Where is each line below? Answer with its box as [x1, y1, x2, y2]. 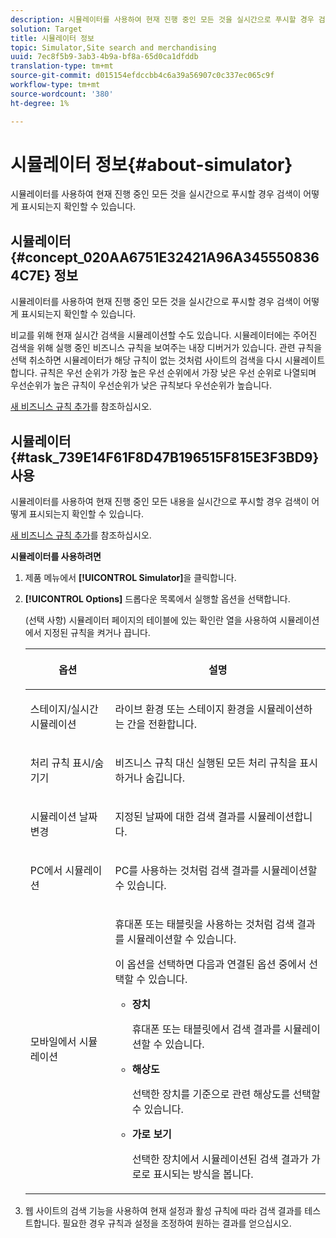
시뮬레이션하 [257, 702, 313, 716]
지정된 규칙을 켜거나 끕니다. [43, 627, 151, 639]
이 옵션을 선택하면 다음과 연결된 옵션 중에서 [114, 957, 307, 971]
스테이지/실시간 [29, 702, 99, 716]
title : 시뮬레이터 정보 [10, 33, 95, 43]
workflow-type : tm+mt [10, 80, 101, 90]
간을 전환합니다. [126, 717, 198, 731]
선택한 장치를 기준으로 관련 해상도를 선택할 [131, 1087, 321, 1101]
